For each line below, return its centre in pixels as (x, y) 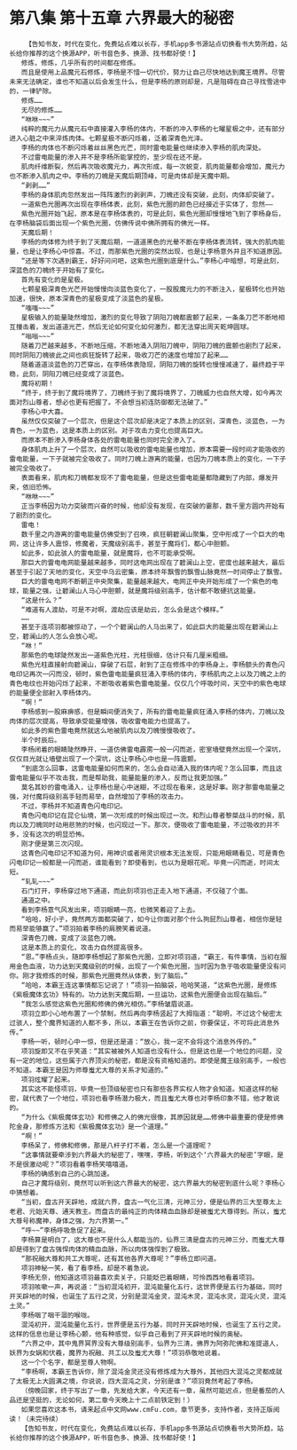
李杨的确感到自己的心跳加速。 (67, 1174)
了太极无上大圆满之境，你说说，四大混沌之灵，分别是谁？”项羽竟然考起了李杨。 (133, 1381)
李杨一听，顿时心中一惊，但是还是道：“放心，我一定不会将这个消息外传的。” (139, 1042)
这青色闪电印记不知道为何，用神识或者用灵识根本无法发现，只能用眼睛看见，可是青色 (153, 853)
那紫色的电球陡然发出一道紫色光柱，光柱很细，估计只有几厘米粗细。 (126, 655)
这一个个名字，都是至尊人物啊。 (70, 1362)
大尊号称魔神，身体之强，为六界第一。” (69, 1221)
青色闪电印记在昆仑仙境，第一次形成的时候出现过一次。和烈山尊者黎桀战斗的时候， (150, 816)
